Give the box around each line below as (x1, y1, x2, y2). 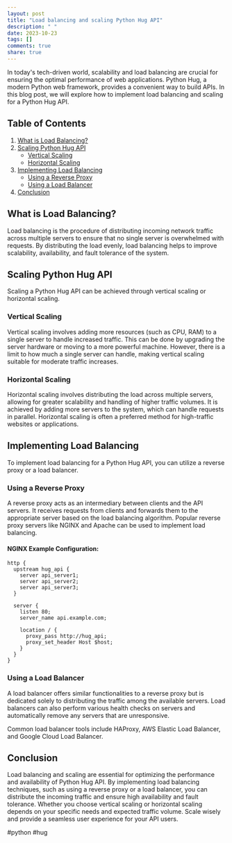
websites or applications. (7, 420, 79, 428)
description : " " (7, 23, 58, 30)
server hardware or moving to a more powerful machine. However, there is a (7, 342, 226, 351)
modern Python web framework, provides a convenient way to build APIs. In (7, 83, 224, 91)
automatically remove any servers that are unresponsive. (7, 711, 170, 719)
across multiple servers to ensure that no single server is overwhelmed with (7, 234, 224, 242)
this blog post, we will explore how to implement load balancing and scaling (7, 90, 224, 98)
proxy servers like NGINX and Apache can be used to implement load (7, 521, 206, 530)
